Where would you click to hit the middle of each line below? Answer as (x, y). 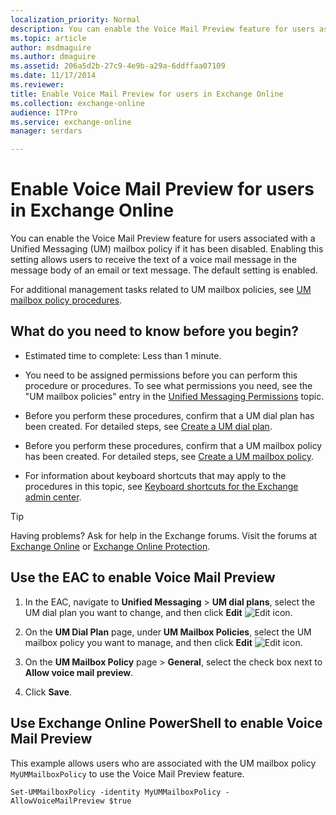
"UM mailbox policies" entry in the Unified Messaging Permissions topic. (174, 396)
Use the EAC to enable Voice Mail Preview (143, 577)
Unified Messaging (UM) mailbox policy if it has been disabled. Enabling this (167, 249)
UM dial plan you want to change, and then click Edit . (158, 612)
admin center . (53, 497)
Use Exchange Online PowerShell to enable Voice (166, 723)
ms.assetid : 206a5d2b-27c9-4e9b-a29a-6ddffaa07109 (118, 66)
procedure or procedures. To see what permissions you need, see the (168, 385)
